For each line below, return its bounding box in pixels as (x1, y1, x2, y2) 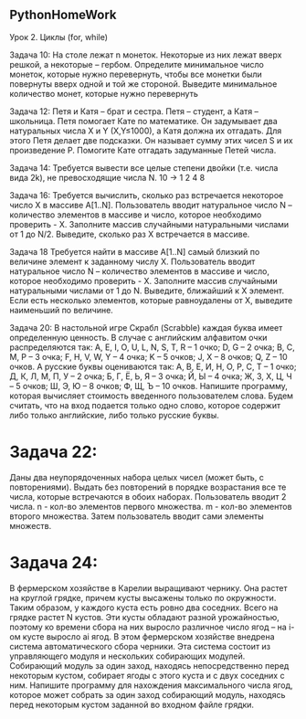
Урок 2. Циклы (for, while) (9, 31, 108, 42)
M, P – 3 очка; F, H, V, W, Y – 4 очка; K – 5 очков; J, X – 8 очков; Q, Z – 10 (9, 351, 288, 362)
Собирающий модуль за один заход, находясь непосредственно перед (9, 660, 290, 671)
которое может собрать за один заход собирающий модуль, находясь (9, 689, 286, 700)
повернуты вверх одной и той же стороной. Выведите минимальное (9, 78, 278, 90)
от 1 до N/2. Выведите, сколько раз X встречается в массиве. (9, 228, 250, 239)
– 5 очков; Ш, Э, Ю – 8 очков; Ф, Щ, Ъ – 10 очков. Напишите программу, (9, 380, 288, 391)
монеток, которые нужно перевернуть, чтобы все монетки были (9, 69, 262, 79)
